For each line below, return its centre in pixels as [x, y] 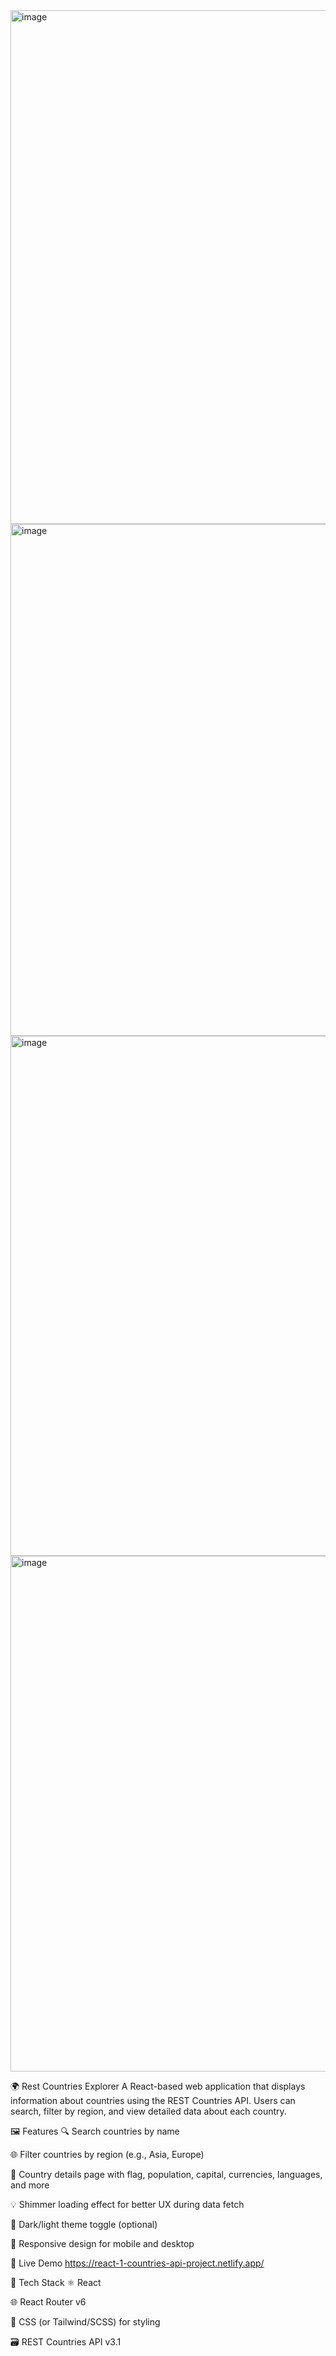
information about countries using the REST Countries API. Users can [153, 2100]
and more [30, 2185]
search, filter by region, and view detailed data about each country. [148, 2111]
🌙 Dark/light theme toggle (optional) [84, 2224]
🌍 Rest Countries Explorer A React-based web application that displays [158, 2086]
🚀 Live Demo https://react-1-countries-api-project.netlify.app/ [137, 2263]
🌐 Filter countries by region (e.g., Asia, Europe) [107, 2154]
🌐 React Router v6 [48, 2302]
